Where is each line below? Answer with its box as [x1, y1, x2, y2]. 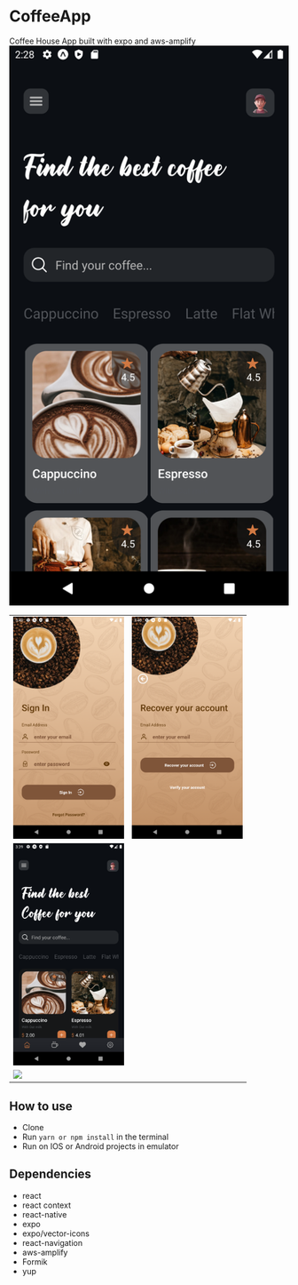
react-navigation [21, 1237, 83, 1248]
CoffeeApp [9, 6, 91, 27]
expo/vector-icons [21, 1228, 90, 1239]
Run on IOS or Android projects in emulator [21, 1141, 179, 1152]
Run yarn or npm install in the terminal [21, 1131, 169, 1142]
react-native [21, 1209, 67, 1219]
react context [21, 1200, 71, 1210]
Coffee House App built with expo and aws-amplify [9, 36, 197, 46]
